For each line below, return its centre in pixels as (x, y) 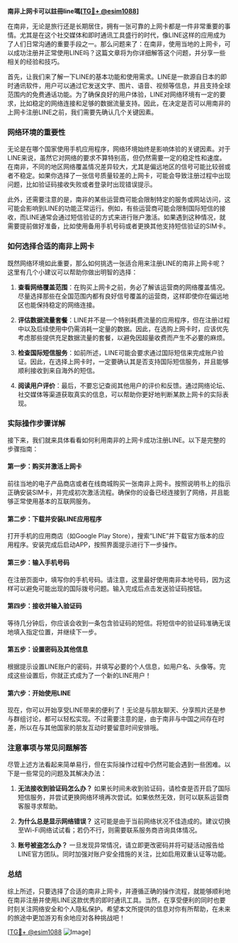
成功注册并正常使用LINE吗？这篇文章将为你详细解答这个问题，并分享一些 (119, 53)
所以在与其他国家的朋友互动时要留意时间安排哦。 (91, 728)
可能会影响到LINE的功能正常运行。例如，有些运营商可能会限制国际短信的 (113, 208)
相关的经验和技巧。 (35, 62)
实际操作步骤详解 (36, 423)
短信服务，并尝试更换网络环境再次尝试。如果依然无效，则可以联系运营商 (123, 798)
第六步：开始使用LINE (39, 693)
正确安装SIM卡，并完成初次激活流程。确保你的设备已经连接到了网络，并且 (115, 493)
